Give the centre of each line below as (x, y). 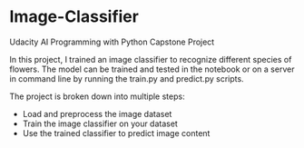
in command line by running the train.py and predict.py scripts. (127, 78)
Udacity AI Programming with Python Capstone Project (112, 42)
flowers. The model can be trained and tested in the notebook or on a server (152, 69)
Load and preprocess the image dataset (97, 113)
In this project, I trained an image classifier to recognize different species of (151, 59)
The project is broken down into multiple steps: (97, 96)
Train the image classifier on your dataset (100, 123)
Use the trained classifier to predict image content (116, 133)
